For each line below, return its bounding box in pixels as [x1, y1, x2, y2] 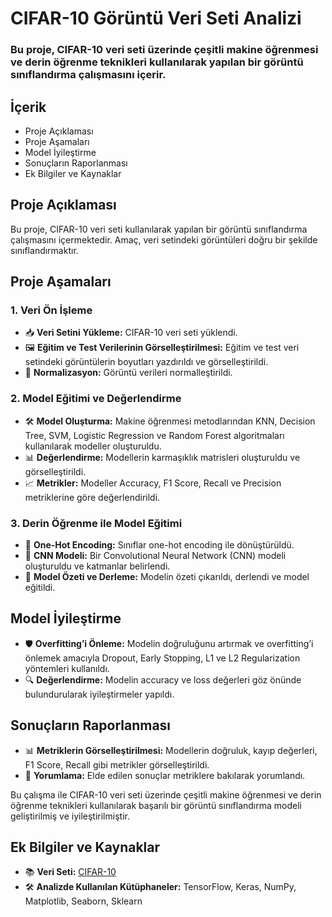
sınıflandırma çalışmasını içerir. [10, 68, 167, 82]
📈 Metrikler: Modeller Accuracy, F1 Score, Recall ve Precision [24, 477, 282, 489]
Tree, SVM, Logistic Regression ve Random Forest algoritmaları [24, 429, 285, 441]
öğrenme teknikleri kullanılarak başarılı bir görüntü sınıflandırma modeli [10, 799, 302, 811]
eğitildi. [24, 582, 56, 594]
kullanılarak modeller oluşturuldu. [24, 440, 162, 452]
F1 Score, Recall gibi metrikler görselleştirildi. [24, 758, 210, 771]
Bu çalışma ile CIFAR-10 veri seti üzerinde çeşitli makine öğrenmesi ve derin [10, 788, 322, 801]
